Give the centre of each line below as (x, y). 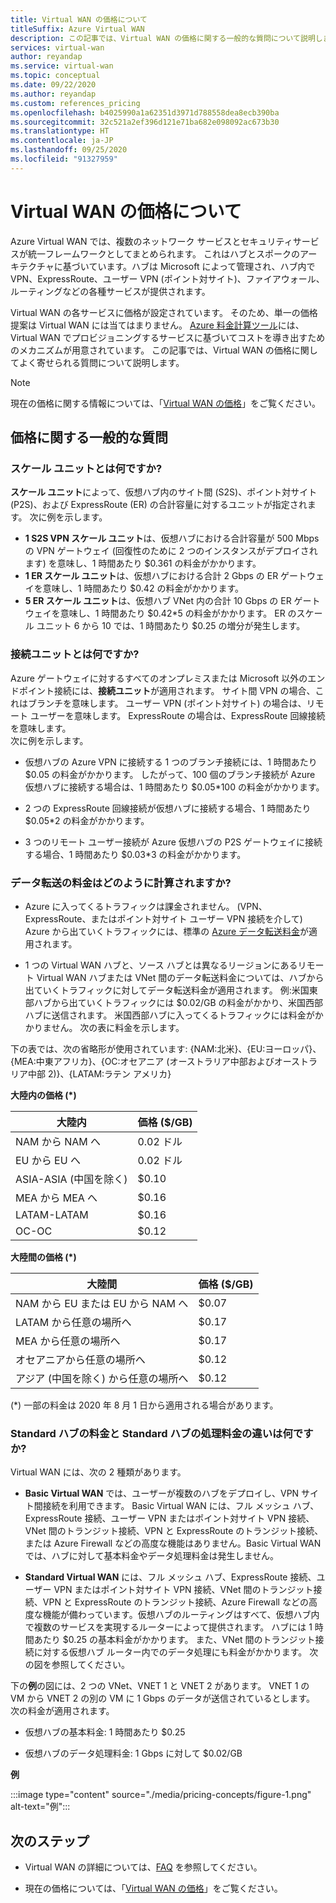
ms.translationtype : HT (60, 131)
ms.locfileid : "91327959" (64, 159)
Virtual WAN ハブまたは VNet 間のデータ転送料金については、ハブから (180, 977)
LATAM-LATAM (52, 1214)
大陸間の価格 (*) (43, 1257)
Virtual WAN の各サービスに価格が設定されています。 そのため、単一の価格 (164, 312)
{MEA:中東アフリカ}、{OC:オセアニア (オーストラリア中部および (142, 1061)
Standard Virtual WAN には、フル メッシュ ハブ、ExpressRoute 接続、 (170, 1577)
